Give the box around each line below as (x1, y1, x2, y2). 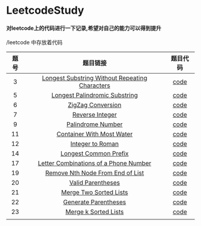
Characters (78, 81, 111, 90)
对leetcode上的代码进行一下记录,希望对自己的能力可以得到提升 (6, 25, 162, 32)
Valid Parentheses (69, 179, 120, 187)
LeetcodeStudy (6, 4, 84, 17)
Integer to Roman (70, 140, 119, 148)
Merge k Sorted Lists (65, 207, 124, 216)
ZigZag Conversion (68, 101, 121, 109)
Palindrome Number (66, 120, 123, 129)
